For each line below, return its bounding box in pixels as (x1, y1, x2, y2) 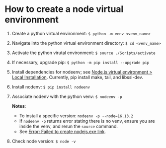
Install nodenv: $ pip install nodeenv (11, 83, 90, 90)
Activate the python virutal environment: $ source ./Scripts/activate (11, 50, 156, 56)
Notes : (11, 103, 26, 109)
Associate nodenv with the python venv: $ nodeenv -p (11, 93, 122, 99)
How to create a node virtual (4, 3, 124, 15)
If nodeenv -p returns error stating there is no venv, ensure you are (19, 118, 155, 124)
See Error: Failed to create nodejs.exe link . (19, 128, 106, 135)
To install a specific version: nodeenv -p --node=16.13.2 (19, 113, 134, 119)
